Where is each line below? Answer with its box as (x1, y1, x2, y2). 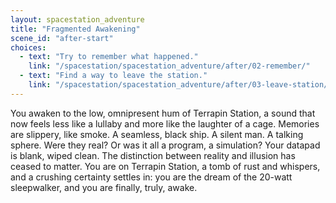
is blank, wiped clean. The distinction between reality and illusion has (10, 149, 296, 161)
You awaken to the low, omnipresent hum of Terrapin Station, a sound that (10, 107, 316, 119)
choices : (10, 42, 47, 53)
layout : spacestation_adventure (10, 14, 145, 25)
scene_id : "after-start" (10, 33, 114, 43)
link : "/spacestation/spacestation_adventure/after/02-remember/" (28, 61, 311, 71)
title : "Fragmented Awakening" (10, 24, 141, 34)
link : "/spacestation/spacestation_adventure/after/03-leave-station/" (28, 80, 333, 90)
